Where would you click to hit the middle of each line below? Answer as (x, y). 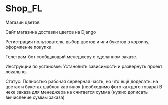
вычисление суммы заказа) (35, 97)
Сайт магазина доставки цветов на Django (51, 32)
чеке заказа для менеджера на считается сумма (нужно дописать (77, 92)
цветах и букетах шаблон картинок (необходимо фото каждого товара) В (84, 86)
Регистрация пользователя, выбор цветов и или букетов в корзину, (77, 42)
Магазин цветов (22, 22)
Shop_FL (24, 9)
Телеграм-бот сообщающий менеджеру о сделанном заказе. (71, 56)
